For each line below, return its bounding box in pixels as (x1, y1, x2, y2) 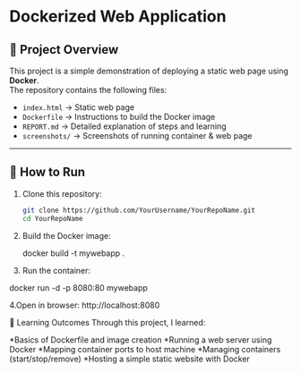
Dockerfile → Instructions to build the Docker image (21, 112, 216, 122)
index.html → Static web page (21, 102, 135, 113)
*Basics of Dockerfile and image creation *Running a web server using (9, 334, 272, 345)
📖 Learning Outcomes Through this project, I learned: (9, 317, 206, 327)
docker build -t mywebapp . (21, 248, 125, 259)
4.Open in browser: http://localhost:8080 (9, 300, 160, 310)
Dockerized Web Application (9, 6, 227, 27)
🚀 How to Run (9, 165, 86, 180)
